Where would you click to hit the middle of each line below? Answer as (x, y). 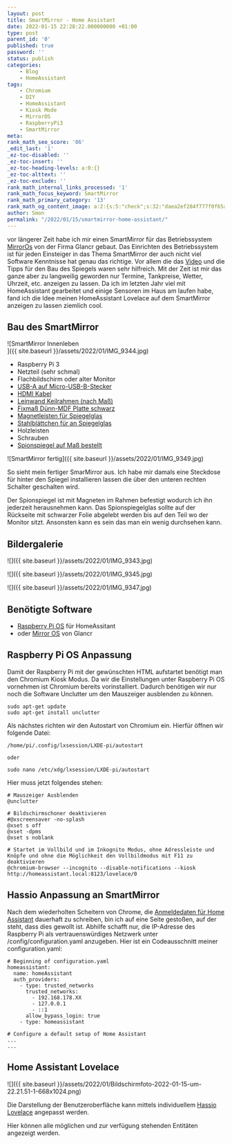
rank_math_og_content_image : (49, 207)
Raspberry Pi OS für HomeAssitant (66, 626)
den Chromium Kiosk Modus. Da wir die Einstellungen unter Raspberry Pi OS (116, 679)
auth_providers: (37, 979)
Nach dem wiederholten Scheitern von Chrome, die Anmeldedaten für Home (116, 911)
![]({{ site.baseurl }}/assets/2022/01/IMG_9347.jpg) (79, 588)
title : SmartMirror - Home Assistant (61, 20)
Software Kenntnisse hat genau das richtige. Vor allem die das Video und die (116, 261)
